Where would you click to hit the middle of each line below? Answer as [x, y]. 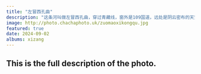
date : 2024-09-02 [28, 34]
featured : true [25, 28]
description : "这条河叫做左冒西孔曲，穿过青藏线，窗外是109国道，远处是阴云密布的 [98, 17]
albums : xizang [25, 39]
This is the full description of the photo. [81, 64]
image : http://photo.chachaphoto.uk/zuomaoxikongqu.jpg [77, 23]
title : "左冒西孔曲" [29, 12]
